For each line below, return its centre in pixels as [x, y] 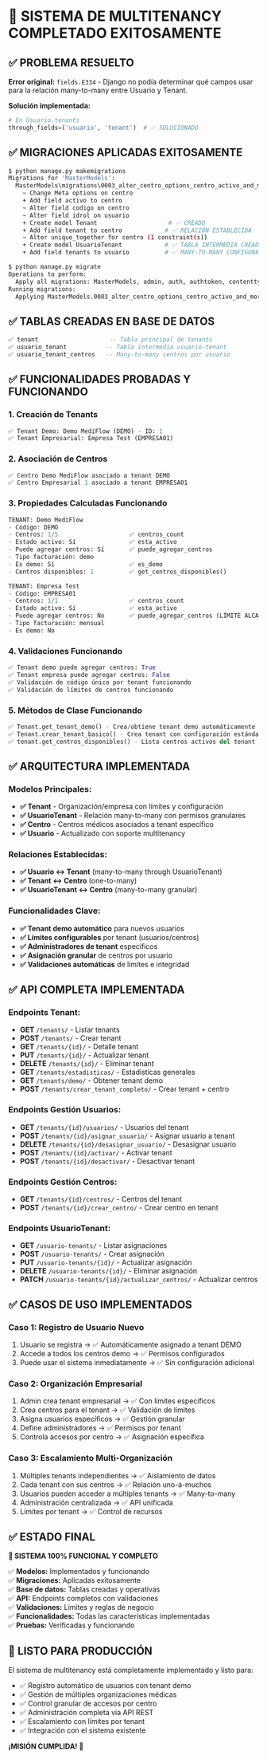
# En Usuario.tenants [44, 120]
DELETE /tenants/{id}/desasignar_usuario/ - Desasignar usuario [128, 1144]
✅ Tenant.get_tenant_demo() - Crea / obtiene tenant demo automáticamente [132, 726]
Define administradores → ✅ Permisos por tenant [100, 1428]
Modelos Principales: [50, 789]
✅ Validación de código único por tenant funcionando [100, 682]
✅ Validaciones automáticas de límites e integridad [104, 964]
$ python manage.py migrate [55, 267]
